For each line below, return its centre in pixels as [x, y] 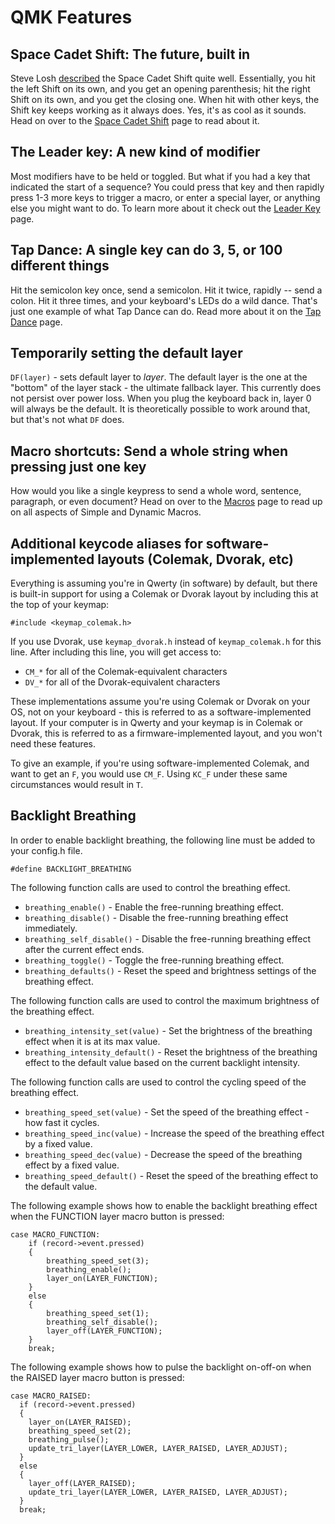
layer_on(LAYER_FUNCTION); [102, 1278]
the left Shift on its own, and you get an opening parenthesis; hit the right [160, 89]
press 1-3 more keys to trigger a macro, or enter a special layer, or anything [165, 197]
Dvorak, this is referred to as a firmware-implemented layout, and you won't [166, 733]
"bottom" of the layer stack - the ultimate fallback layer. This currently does [166, 388]
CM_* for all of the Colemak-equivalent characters [126, 672]
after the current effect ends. [84, 949]
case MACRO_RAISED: [51, 1396]
